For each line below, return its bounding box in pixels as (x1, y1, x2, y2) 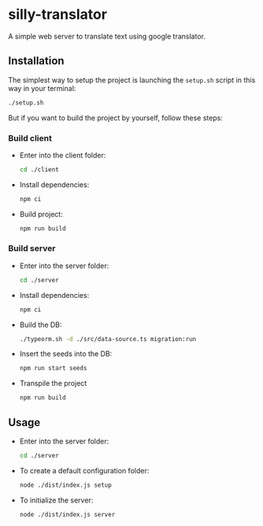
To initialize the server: (19, 495, 94, 505)
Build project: (19, 209, 63, 219)
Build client (8, 132, 53, 143)
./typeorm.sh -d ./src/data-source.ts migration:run (19, 335, 197, 343)
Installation (8, 54, 65, 68)
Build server (8, 243, 56, 254)
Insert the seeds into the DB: (19, 349, 113, 359)
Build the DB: (19, 320, 62, 329)
